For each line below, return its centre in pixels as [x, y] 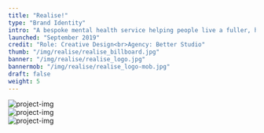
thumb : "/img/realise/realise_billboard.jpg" [84, 52]
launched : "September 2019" [54, 37]
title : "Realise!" [38, 15]
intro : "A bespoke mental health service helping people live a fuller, [130, 30]
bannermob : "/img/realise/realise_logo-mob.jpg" [89, 67]
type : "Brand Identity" [47, 23]
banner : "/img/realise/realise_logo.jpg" [77, 60]
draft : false [29, 74]
